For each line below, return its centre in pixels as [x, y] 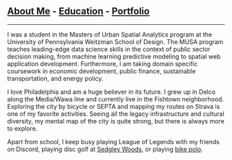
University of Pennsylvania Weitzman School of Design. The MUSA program [115, 41]
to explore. [22, 128]
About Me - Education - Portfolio [78, 11]
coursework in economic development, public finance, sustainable [101, 71]
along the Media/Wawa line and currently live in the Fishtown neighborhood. [116, 99]
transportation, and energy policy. [55, 78]
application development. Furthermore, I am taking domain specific [103, 63]
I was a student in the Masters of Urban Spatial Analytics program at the [110, 34]
